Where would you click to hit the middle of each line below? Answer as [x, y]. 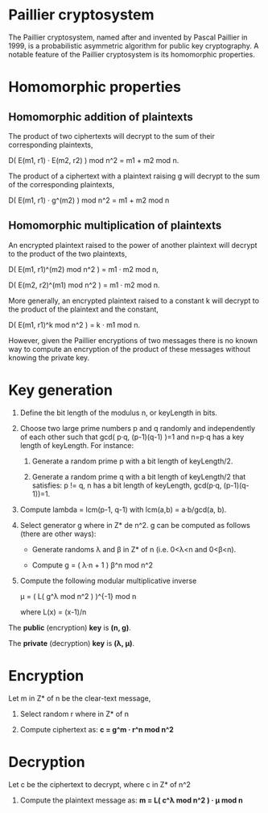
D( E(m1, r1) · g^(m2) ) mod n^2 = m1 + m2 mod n [89, 200]
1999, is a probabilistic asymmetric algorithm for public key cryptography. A [134, 45]
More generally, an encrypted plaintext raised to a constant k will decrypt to [134, 300]
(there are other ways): [58, 534]
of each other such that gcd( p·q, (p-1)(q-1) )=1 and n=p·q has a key [132, 437]
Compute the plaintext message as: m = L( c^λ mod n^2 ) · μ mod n [131, 800]
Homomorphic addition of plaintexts [101, 117]
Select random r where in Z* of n [74, 714]
